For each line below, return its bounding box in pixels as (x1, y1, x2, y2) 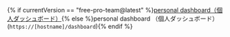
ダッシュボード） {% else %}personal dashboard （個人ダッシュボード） (12, 14, 219, 23)
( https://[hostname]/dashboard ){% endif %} (7, 23, 133, 30)
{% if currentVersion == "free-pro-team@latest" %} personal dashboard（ (7, 6, 217, 14)
